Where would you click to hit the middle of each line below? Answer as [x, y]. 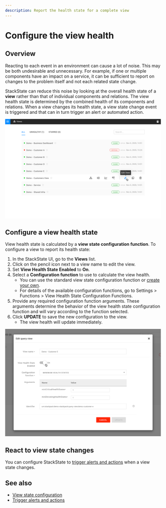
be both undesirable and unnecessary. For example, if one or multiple [76, 71]
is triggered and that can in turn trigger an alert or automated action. [75, 112]
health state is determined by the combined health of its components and [80, 101]
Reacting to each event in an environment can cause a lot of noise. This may [83, 66]
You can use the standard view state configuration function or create [90, 280]
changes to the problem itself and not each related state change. [71, 81]
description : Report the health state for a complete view [67, 10]
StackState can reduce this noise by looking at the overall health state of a [81, 91]
